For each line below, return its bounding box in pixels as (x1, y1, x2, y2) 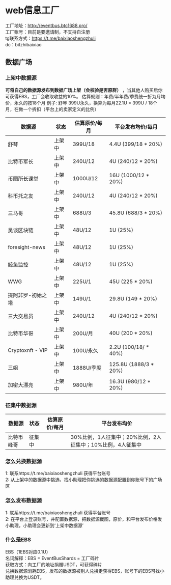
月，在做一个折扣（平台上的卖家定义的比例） (5, 106, 99, 112)
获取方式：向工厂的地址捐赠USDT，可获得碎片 (5, 561, 103, 568)
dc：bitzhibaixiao (5, 41, 42, 47)
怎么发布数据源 (5, 497, 42, 504)
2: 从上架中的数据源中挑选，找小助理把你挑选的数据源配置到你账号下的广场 (5, 477, 162, 483)
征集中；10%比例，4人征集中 (70, 441, 141, 448)
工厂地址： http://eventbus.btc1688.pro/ (5, 22, 88, 29)
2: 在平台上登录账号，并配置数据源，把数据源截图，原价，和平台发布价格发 (5, 516, 162, 522)
